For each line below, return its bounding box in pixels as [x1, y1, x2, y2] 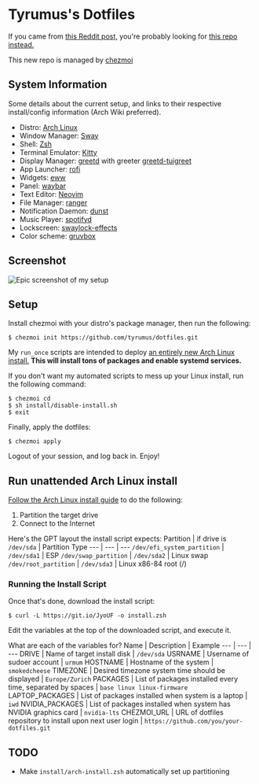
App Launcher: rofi [19, 164, 81, 174]
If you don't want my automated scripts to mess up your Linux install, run [8, 372, 244, 381]
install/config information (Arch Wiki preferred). [8, 107, 162, 116]
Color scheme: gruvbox [19, 231, 97, 241]
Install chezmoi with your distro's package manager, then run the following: [8, 319, 251, 328]
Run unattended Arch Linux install [8, 474, 178, 487]
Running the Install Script [8, 579, 108, 590]
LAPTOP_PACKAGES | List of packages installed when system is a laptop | [8, 691, 248, 701]
